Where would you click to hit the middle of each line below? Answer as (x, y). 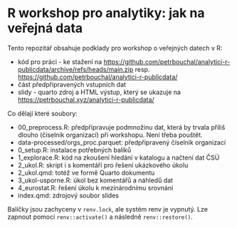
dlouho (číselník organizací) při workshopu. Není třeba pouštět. (110, 135)
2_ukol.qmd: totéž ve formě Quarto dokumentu (86, 172)
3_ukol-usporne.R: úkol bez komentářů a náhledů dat (95, 180)
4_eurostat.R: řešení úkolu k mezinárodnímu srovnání (95, 187)
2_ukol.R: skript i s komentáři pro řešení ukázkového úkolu (103, 165)
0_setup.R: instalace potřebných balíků (74, 150)
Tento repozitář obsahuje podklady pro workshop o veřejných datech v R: (115, 48)
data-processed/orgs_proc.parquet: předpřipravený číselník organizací (122, 142)
